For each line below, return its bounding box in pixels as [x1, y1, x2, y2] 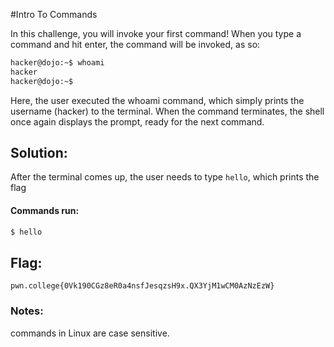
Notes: [10, 304, 44, 318]
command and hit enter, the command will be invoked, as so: [10, 39, 261, 50]
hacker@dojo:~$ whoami [10, 58, 105, 68]
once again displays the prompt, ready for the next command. [10, 115, 265, 128]
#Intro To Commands [10, 9, 98, 20]
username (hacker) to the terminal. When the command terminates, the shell [10, 105, 325, 117]
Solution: [10, 145, 68, 162]
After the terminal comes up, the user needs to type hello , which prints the [10, 171, 320, 183]
